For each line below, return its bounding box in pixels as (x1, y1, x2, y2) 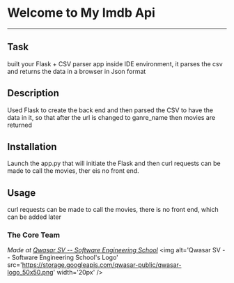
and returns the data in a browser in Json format (7, 67, 146, 75)
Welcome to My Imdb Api (7, 5, 155, 21)
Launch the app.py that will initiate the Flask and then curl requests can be (7, 159, 221, 168)
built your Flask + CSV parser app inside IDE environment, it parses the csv (7, 59, 223, 68)
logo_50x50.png (7, 268, 54, 277)
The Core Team (7, 230, 61, 240)
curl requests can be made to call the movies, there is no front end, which (7, 206, 219, 214)
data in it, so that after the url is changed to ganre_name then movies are (7, 113, 216, 121)
